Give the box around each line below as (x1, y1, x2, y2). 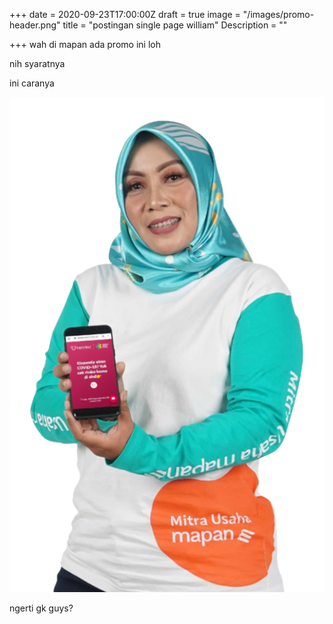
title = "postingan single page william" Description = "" (62, 19, 288, 31)
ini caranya (9, 77, 55, 89)
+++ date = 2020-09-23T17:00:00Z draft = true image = (9, 9, 241, 20)
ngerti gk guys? (9, 602, 74, 614)
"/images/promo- (242, 9, 315, 20)
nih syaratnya (9, 58, 66, 69)
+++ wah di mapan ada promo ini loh (9, 39, 161, 50)
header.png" (9, 19, 61, 31)
